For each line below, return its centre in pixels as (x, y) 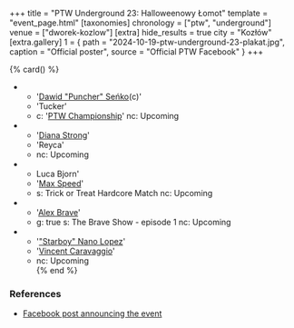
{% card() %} (34, 69)
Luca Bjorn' (58, 174)
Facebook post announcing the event (92, 313)
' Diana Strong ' (63, 135)
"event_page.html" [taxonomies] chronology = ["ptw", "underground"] (141, 23)
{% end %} (57, 270)
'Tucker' (52, 106)
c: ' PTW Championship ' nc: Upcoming (108, 116)
